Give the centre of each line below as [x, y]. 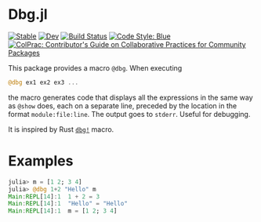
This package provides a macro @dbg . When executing [95, 67]
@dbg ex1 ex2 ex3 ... [43, 82]
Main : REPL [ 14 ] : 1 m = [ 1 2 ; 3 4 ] [63, 211]
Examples [41, 161]
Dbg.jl [28, 15]
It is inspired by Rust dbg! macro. [61, 129]
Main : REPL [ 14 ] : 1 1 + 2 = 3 [54, 197]
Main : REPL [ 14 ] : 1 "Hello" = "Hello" [68, 204]
